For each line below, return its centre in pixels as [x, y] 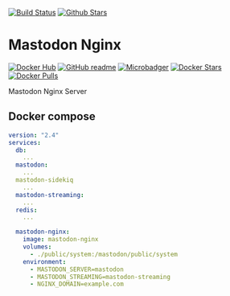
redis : [27, 210]
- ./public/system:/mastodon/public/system [104, 254]
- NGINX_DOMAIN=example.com [77, 284]
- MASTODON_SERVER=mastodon [77, 269]
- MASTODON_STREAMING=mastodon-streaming [100, 277]
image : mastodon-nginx [61, 240]
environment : [45, 261]
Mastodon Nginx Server [47, 91]
